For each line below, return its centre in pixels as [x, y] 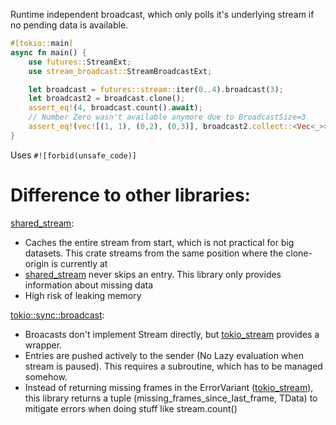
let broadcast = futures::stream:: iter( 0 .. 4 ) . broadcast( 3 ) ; [156, 89]
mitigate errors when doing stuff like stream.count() [131, 408]
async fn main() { [48, 52]
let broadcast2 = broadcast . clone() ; [107, 99]
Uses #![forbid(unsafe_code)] [73, 155]
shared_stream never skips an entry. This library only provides [153, 274]
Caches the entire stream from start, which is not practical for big [159, 242]
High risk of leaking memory [83, 295]
